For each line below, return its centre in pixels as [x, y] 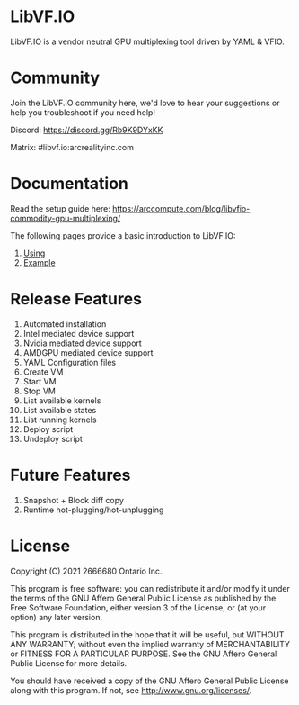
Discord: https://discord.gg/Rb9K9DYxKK [87, 130]
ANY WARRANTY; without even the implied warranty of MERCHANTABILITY [150, 644]
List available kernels [62, 400]
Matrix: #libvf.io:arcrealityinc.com [72, 147]
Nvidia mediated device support [82, 343]
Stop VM [40, 391]
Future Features [70, 475]
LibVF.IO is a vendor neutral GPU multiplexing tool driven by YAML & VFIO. [148, 41]
